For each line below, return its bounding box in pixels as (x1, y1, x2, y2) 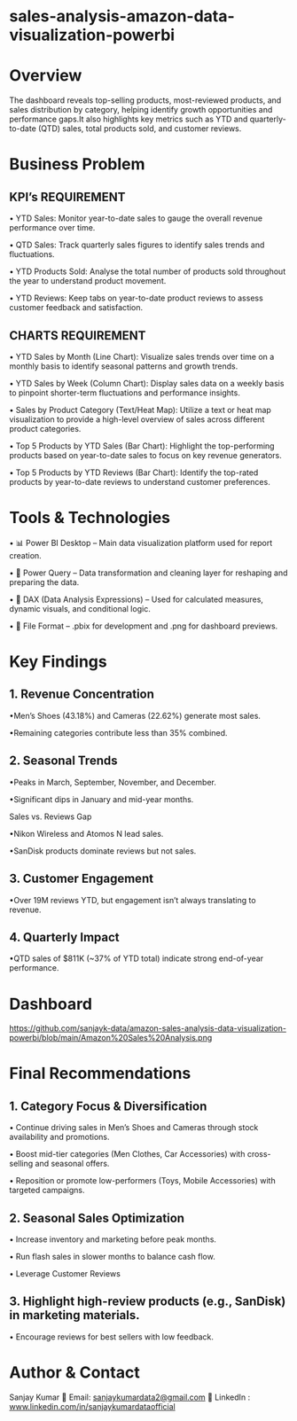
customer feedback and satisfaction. (9, 302, 144, 313)
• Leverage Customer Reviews (9, 1269, 121, 1279)
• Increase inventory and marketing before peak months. (9, 1234, 217, 1245)
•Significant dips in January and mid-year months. (9, 793, 194, 804)
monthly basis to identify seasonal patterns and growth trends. (9, 361, 238, 371)
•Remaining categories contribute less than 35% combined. (9, 727, 228, 738)
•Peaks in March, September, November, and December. (9, 777, 217, 787)
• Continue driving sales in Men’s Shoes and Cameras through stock (9, 1122, 259, 1133)
